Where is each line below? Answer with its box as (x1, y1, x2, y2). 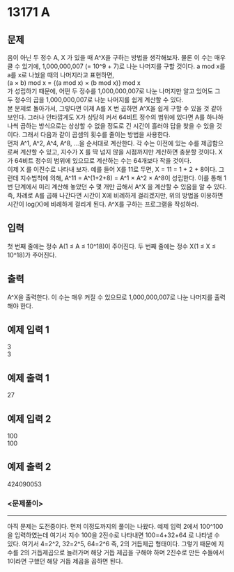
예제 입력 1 (7, 324, 50, 336)
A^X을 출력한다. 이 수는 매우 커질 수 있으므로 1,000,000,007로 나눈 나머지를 (7, 293, 213, 301)
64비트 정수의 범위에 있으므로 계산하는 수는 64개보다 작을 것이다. (14, 157, 192, 164)
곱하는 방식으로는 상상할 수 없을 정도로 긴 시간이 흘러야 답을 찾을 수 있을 (19, 122, 215, 129)
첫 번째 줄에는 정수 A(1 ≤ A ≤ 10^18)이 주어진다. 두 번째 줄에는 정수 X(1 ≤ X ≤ (7, 241, 217, 251)
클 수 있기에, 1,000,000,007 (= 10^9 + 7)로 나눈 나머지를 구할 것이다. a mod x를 (7, 62, 226, 70)
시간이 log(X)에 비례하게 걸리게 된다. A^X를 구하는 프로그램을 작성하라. (7, 200, 199, 208)
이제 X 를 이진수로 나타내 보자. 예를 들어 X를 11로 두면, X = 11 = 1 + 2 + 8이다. (7, 165, 217, 173)
